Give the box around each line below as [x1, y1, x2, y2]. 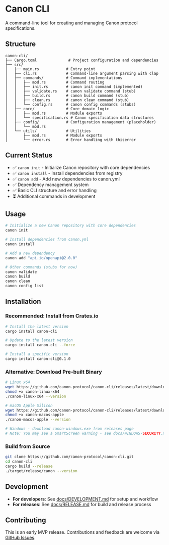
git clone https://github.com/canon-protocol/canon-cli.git [5, 455, 134, 460]
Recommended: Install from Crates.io [5, 312, 99, 320]
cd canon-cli [5, 459, 33, 464]
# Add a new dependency [5, 251, 55, 256]
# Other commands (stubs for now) [5, 264, 78, 269]
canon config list [5, 284, 44, 289]
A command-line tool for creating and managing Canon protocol [5, 20, 138, 26]
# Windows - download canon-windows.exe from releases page [5, 426, 134, 431]
